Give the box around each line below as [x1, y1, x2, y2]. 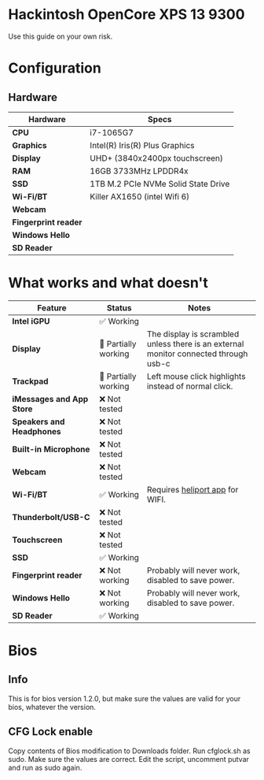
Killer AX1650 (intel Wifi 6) [90, 191, 190, 202]
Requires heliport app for [146, 484, 239, 495]
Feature [37, 302, 67, 313]
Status [106, 302, 132, 313]
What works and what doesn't [8, 274, 208, 292]
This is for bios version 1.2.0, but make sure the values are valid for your [8, 693, 241, 703]
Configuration [8, 59, 102, 77]
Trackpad [12, 376, 49, 387]
